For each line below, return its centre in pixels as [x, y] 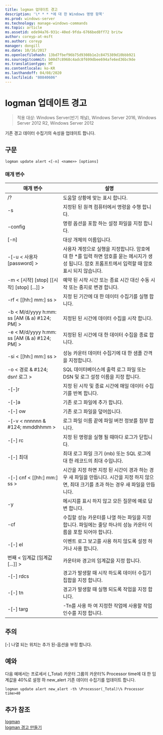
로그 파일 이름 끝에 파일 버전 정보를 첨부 [106, 420]
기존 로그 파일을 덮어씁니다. [92, 411]
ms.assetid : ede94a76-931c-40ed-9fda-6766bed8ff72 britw [64, 32]
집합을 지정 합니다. [83, 580]
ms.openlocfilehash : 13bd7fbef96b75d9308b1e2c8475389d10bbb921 [70, 55]
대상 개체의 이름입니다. [87, 240]
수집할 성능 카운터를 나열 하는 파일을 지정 [107, 517]
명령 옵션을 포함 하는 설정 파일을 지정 [103, 223]
